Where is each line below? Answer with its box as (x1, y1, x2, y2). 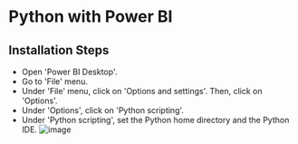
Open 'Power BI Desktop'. (21, 66, 118, 77)
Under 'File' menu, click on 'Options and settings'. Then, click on (21, 86, 263, 96)
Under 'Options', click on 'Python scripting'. (21, 105, 185, 115)
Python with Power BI (8, 6, 173, 27)
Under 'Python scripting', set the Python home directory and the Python (21, 115, 290, 125)
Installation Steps (8, 43, 110, 58)
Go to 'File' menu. (21, 76, 88, 87)
